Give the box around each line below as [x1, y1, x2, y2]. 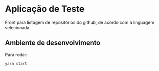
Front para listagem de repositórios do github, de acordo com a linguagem [5, 19, 155, 25]
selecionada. [5, 24, 31, 30]
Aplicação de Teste [5, 3, 85, 15]
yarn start [5, 61, 27, 66]
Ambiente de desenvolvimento [5, 39, 101, 47]
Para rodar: [5, 52, 28, 57]
